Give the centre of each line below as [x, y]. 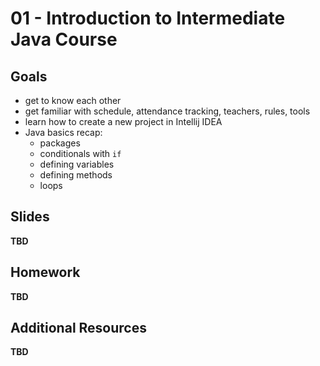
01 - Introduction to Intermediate [148, 18]
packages [60, 143]
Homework [45, 272]
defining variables [77, 164]
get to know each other [73, 100]
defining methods [76, 175]
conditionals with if [80, 153]
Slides [30, 217]
